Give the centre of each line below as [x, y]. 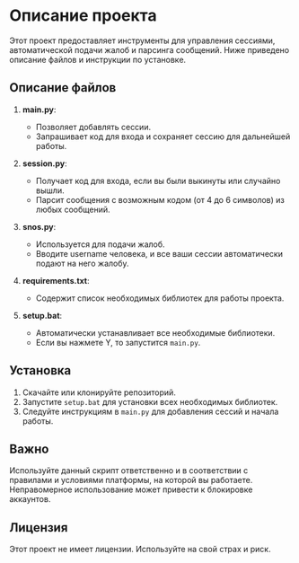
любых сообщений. [73, 209]
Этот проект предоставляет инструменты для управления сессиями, [142, 40]
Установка [40, 370]
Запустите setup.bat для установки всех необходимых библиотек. [150, 401]
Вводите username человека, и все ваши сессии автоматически [159, 253]
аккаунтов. [30, 499]
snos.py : [39, 226]
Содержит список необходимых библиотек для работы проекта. [160, 298]
